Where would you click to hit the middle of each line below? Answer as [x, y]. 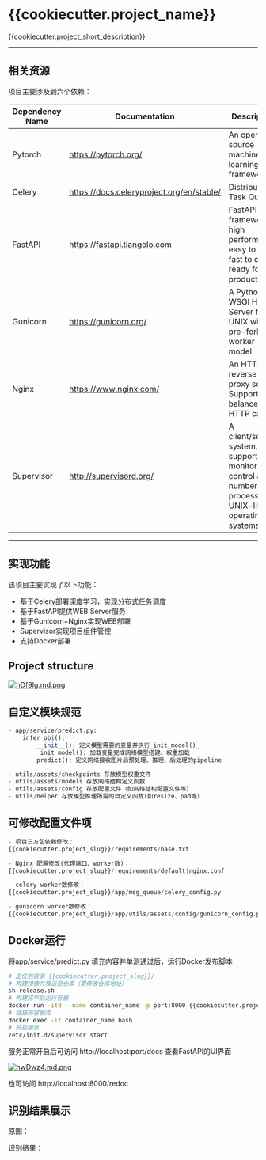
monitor [243, 466]
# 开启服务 [24, 1027]
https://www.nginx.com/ [114, 389]
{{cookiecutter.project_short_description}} [77, 36]
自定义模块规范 [45, 712]
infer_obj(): [44, 738]
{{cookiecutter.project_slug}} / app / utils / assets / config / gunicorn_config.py [136, 914]
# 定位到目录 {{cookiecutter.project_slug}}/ [82, 976]
